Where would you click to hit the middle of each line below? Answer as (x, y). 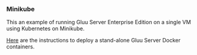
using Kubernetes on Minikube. (45, 28)
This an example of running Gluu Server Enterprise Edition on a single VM (99, 22)
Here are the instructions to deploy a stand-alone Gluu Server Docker (94, 40)
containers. (20, 47)
